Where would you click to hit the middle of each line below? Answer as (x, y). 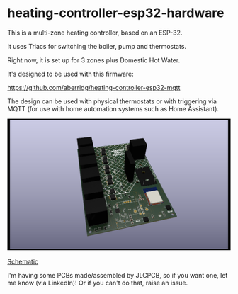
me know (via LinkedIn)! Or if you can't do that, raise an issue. (98, 283)
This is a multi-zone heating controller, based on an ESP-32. (95, 33)
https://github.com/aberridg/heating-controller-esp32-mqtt (94, 87)
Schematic (23, 261)
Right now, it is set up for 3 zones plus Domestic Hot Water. (94, 60)
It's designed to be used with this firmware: (70, 74)
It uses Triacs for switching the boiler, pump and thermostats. (97, 46)
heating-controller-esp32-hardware (116, 13)
